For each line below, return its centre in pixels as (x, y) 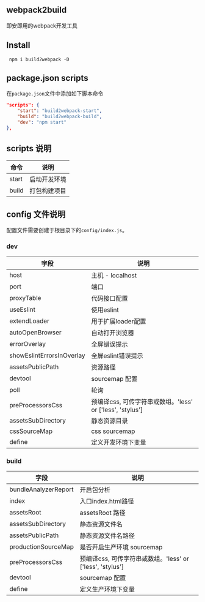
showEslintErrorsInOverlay (47, 355)
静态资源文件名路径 (107, 536)
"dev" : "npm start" (42, 122)
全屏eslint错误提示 (117, 356)
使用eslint (105, 310)
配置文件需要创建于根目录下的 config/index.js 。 (67, 230)
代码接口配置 (110, 298)
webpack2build (37, 10)
